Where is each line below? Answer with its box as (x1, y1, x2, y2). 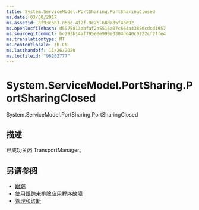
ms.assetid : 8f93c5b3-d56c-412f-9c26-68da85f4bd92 (6, 20, 134, 26)
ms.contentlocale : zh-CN (6, 42, 68, 48)
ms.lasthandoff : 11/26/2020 (6, 48, 76, 54)
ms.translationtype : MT (6, 36, 65, 42)
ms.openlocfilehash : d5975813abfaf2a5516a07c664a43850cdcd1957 (6, 25, 166, 32)
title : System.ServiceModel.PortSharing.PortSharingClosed (6, 8, 156, 15)
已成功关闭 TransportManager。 (6, 146, 85, 153)
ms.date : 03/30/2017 (6, 14, 58, 20)
